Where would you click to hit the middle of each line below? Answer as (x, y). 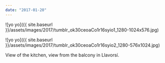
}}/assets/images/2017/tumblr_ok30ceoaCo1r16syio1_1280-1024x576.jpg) (82, 30)
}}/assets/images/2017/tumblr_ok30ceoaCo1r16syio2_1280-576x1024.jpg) (82, 45)
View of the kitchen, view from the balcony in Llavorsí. (62, 55)
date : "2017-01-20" (26, 10)
